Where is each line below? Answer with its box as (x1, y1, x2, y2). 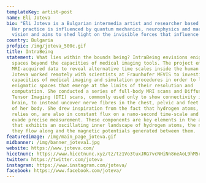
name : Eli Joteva (6, 15, 51, 21)
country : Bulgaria (6, 37, 53, 43)
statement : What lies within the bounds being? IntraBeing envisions (6, 54, 188, 60)
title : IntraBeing (6, 49, 53, 55)
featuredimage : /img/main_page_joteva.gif (6, 134, 116, 140)
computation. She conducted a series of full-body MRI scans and (12, 88, 183, 95)
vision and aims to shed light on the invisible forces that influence (12, 32, 199, 38)
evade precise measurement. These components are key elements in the (12, 117, 196, 123)
